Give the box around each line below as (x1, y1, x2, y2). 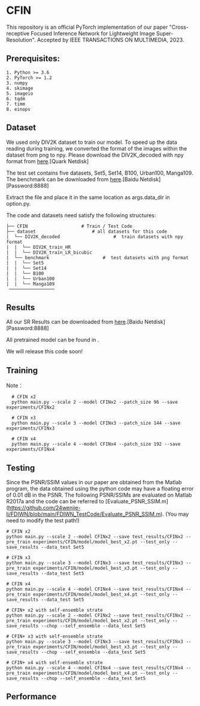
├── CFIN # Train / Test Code (6, 223, 133, 229)
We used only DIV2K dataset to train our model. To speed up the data (6, 139, 178, 146)
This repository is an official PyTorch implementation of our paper (6, 23, 168, 31)
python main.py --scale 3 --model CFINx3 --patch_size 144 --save (11, 420, 181, 426)
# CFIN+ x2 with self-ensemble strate (6, 607, 103, 613)
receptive (6, 29, 30, 37)
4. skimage (6, 85, 34, 91)
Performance (6, 692, 57, 702)
